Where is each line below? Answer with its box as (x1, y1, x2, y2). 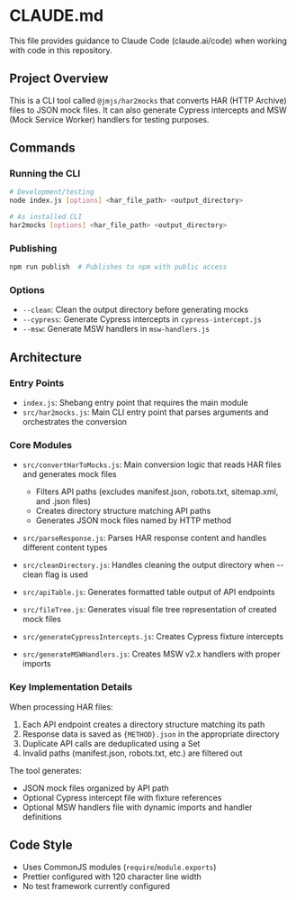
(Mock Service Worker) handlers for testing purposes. (9, 114, 210, 124)
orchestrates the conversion (22, 417, 128, 427)
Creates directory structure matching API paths (35, 506, 211, 517)
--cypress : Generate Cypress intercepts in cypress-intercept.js (22, 314, 263, 325)
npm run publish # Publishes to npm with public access (9, 262, 228, 271)
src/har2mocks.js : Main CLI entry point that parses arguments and (22, 407, 269, 418)
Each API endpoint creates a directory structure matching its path (22, 719, 265, 730)
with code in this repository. (9, 44, 112, 55)
